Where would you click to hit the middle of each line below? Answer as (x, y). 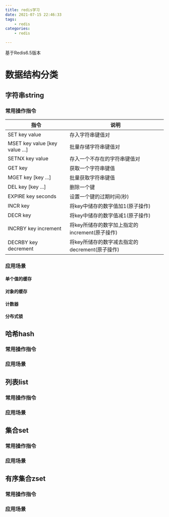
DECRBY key (23, 242)
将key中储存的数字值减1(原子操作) (110, 215)
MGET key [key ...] (29, 177)
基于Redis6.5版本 (23, 53)
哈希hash (20, 334)
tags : (11, 19)
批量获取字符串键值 (92, 178)
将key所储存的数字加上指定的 (104, 225)
